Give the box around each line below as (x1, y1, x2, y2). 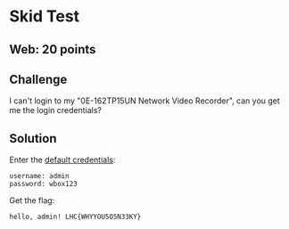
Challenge (9, 71, 68, 86)
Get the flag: (9, 195, 55, 206)
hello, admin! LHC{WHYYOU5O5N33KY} (9, 212, 142, 222)
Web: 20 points (9, 42, 96, 57)
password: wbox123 (9, 180, 78, 189)
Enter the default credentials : (9, 154, 116, 166)
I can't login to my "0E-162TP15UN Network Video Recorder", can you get (9, 95, 281, 106)
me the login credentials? (9, 105, 103, 116)
